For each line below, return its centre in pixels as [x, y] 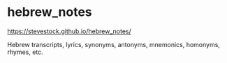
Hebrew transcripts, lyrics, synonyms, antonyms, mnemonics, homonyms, [113, 44]
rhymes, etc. [25, 52]
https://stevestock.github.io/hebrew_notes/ [69, 31]
